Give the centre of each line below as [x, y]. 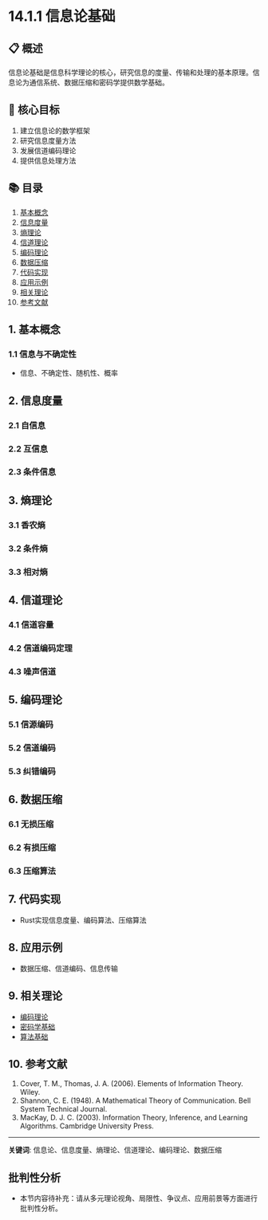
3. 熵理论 [30, 500]
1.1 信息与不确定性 [43, 354]
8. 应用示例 [35, 948]
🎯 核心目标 [34, 110]
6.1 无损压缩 [31, 824]
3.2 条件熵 [28, 549]
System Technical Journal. [63, 1109]
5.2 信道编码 [32, 748]
